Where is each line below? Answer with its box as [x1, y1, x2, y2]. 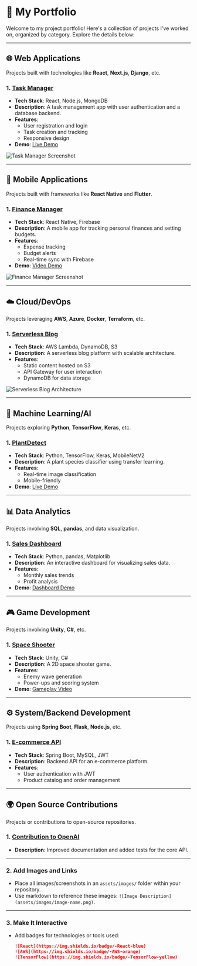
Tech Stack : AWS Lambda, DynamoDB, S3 [14, 343, 118, 350]
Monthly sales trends [23, 572, 74, 579]
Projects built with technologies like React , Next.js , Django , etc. [6, 69, 161, 76]
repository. [14, 886, 41, 893]
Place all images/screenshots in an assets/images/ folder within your [14, 880, 181, 887]
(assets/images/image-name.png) [14, 900, 94, 905]
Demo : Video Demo [14, 262, 63, 269]
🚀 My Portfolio [6, 5, 77, 19]
